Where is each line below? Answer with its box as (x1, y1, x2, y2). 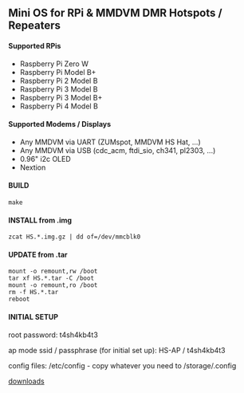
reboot (8, 295, 30, 304)
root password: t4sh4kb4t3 (8, 330, 98, 340)
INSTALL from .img (8, 215, 73, 225)
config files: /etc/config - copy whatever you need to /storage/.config (8, 360, 237, 370)
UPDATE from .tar (8, 250, 68, 259)
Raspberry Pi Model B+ (19, 67, 96, 77)
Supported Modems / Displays (8, 120, 112, 129)
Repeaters (8, 19, 61, 33)
